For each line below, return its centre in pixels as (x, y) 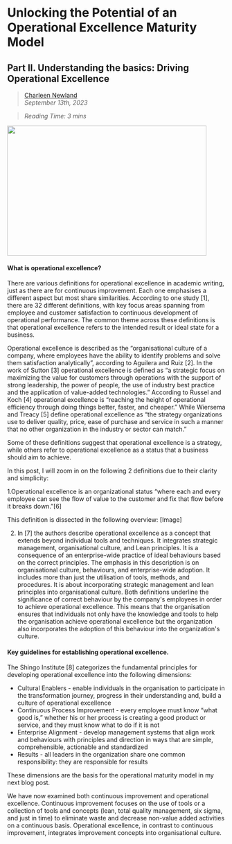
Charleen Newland (51, 95)
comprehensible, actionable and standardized (82, 747)
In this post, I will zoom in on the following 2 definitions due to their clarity (112, 471)
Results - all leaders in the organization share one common (101, 755)
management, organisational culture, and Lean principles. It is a (108, 548)
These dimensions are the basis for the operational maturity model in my (111, 775)
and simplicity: (28, 478)
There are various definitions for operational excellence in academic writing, (116, 283)
